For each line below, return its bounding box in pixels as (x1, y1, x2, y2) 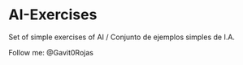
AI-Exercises (8, 6, 98, 24)
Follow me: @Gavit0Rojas (8, 47, 93, 57)
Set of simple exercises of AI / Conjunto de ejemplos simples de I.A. (8, 32, 236, 42)
